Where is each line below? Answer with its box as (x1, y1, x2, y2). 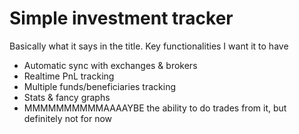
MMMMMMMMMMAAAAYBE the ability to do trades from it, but (23, 102, 287, 114)
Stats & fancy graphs (23, 91, 111, 103)
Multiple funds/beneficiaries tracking (23, 80, 177, 92)
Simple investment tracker (9, 7, 234, 30)
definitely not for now (23, 112, 113, 124)
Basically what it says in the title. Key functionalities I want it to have (9, 40, 289, 52)
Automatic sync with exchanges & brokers (23, 59, 198, 71)
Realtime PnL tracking (23, 70, 115, 82)
